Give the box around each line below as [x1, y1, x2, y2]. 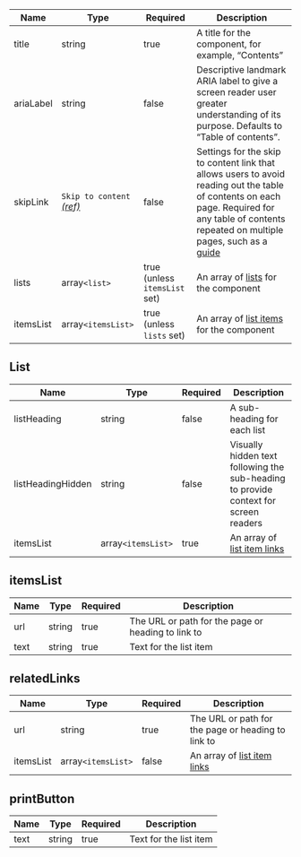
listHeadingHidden [13, 477, 92, 489]
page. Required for [196, 202, 275, 213]
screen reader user [196, 86, 277, 98]
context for [229, 494, 276, 506]
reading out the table [196, 179, 284, 191]
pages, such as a [196, 235, 268, 247]
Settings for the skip [196, 145, 281, 158]
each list [229, 423, 266, 436]
